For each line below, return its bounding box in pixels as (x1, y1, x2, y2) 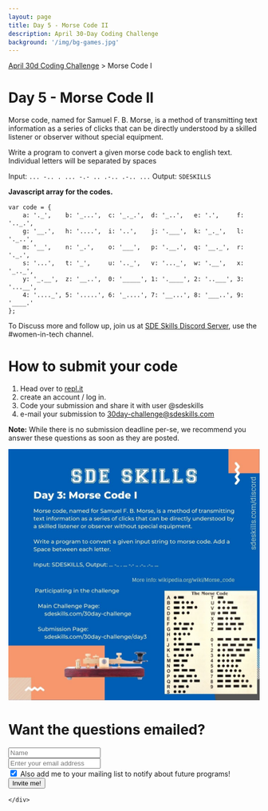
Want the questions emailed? (8, 721, 206, 739)
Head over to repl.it (19, 384, 84, 394)
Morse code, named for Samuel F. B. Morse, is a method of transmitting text (8, 116, 258, 125)
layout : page (8, 13, 52, 21)
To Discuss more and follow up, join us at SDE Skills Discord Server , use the (8, 321, 258, 331)
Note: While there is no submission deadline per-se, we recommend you (8, 425, 246, 435)
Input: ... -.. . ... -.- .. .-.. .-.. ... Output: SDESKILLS (8, 171, 211, 181)
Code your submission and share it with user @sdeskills (19, 401, 204, 411)
